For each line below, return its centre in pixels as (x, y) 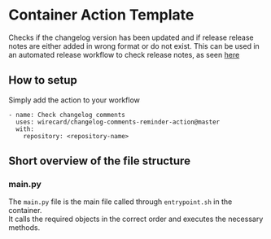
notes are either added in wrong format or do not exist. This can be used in (134, 46)
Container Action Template (101, 15)
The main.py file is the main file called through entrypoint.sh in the (120, 202)
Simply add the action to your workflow (74, 100)
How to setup (43, 80)
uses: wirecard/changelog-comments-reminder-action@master (118, 122)
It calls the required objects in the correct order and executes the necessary (136, 219)
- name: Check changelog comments (67, 115)
